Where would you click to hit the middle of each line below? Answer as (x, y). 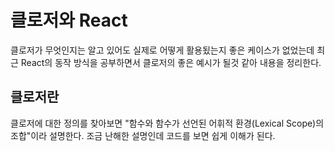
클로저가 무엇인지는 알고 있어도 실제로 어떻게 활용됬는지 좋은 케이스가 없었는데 (162, 50)
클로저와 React (69, 20)
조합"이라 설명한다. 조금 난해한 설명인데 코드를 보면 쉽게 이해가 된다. (143, 135)
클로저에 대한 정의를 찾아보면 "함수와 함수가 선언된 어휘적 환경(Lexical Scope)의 (167, 123)
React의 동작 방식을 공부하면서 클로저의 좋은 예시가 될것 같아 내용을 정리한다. (171, 62)
